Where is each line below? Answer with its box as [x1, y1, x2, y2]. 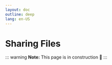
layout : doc [5, 7, 30, 12]
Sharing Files [5, 38, 61, 49]
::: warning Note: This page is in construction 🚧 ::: [5, 54, 107, 60]
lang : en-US [5, 16, 30, 21]
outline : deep [5, 12, 35, 17]
